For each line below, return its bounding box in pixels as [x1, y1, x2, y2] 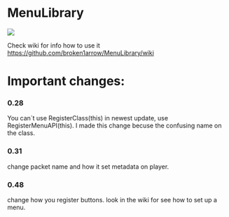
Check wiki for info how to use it [7, 41, 100, 50]
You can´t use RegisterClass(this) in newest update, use [7, 114, 169, 122]
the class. [7, 129, 36, 137]
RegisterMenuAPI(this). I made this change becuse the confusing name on [7, 121, 222, 130]
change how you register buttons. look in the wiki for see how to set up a [7, 196, 217, 204]
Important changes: [7, 73, 125, 89]
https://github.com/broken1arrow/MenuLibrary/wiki [7, 48, 154, 57]
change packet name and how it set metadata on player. [7, 162, 169, 171]
